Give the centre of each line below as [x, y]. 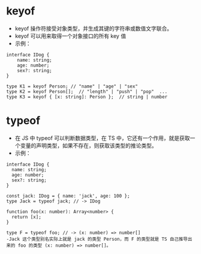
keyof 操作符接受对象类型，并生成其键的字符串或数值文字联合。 [94, 28]
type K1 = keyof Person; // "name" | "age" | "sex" [72, 86]
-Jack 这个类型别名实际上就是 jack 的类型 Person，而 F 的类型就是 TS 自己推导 [97, 239]
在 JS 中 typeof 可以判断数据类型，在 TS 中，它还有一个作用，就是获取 [102, 138]
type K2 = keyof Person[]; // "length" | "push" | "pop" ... [87, 91]
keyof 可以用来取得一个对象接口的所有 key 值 [70, 36]
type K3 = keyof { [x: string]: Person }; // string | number [87, 97]
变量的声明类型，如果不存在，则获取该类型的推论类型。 [88, 145]
